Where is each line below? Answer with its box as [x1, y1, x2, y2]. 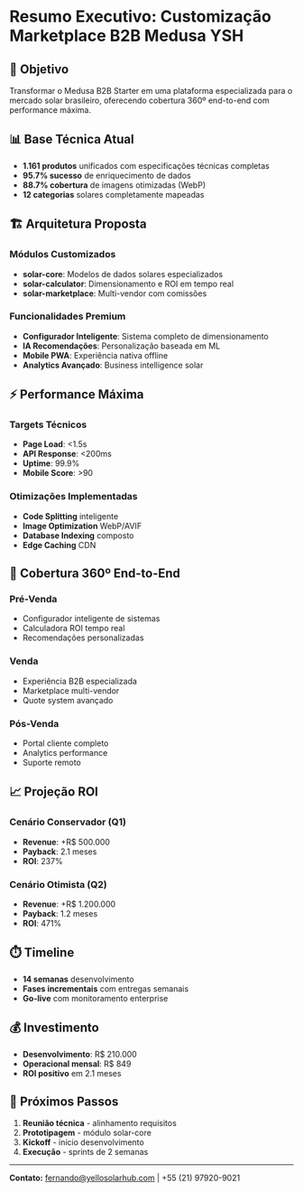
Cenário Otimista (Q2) [9, 878, 107, 890]
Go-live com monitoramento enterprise [22, 992, 169, 1003]
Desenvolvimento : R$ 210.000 [22, 1048, 137, 1059]
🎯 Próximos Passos [9, 1094, 119, 1110]
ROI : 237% [22, 855, 63, 866]
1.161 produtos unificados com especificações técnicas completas [22, 160, 271, 171]
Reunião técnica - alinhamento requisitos [22, 1118, 178, 1129]
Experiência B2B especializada [22, 675, 138, 686]
